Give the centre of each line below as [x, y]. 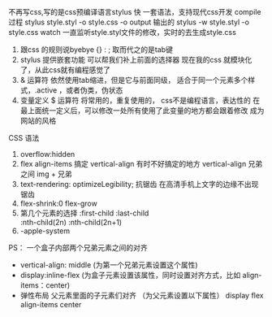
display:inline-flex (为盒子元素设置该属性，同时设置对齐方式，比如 [130, 275]
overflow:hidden [47, 154]
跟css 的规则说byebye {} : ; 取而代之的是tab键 [96, 50]
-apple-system [45, 231]
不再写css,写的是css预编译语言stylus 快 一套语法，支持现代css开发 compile [135, 12]
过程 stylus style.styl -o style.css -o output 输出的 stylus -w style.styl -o [129, 22]
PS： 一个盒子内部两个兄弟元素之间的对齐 [78, 248]
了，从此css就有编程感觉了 [65, 70]
